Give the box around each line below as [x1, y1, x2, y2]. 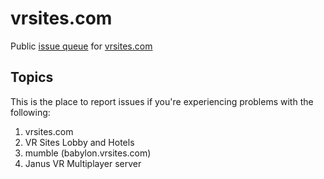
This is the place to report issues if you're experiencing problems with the [10, 95, 314, 107]
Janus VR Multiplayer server [24, 157, 142, 169]
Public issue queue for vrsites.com [10, 40, 153, 52]
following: [10, 106, 51, 118]
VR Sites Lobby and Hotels [24, 136, 135, 148]
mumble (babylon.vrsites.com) [24, 147, 152, 159]
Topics [10, 69, 54, 86]
